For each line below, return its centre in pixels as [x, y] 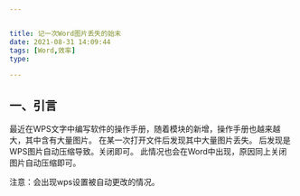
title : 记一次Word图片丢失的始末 [66, 33]
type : [19, 59]
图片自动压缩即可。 [45, 163]
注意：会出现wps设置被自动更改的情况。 [84, 182]
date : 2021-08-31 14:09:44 [60, 42]
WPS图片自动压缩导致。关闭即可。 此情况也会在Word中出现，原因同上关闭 [148, 152]
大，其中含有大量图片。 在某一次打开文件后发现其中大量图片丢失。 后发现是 [150, 140]
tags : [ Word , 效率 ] [42, 51]
